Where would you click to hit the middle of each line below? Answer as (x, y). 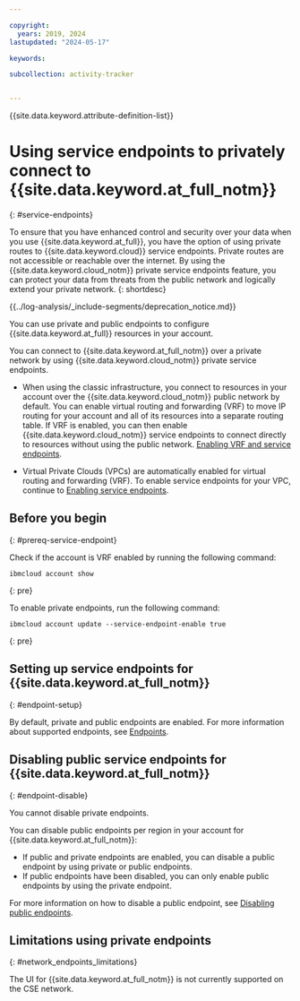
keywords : (28, 58)
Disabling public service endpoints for (118, 759)
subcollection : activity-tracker (72, 74)
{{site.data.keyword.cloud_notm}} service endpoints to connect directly (154, 435)
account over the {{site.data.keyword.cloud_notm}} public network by (151, 397)
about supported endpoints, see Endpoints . (89, 731)
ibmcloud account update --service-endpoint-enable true (118, 624)
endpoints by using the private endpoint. (97, 885)
